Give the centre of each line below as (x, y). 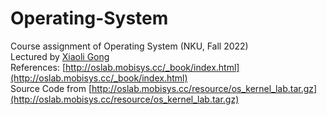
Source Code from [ (51, 88)
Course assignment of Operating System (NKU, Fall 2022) (129, 46)
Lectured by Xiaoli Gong (60, 56)
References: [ (38, 67)
